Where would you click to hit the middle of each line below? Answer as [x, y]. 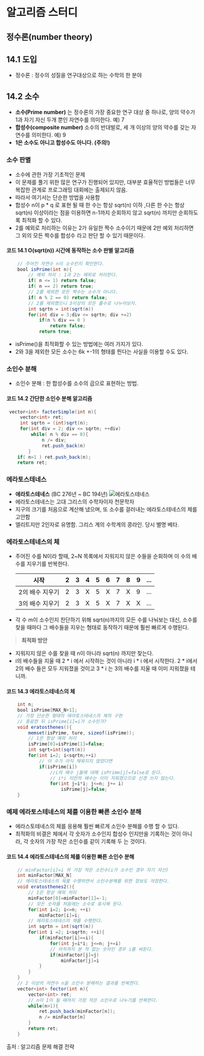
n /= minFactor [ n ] [62, 1017]
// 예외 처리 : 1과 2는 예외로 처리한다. [73, 275]
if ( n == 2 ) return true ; [61, 286]
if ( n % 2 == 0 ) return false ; [68, 297]
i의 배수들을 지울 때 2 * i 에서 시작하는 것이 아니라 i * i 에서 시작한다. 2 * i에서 [106, 661]
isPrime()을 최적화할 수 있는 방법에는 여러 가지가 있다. [79, 344]
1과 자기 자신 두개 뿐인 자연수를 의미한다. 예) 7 [70, 120]
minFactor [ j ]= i [80, 960]
